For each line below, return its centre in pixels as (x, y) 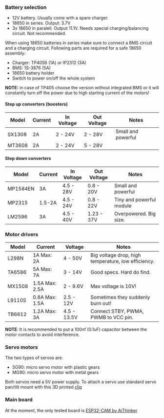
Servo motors (21, 347)
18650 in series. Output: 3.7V (41, 23)
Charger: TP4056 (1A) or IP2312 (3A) (49, 63)
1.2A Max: (44, 311)
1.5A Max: (44, 283)
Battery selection (26, 7)
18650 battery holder (33, 73)
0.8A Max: (44, 297)
